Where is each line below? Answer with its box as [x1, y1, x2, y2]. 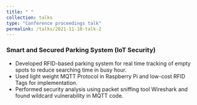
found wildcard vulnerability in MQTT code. [15, 92, 124, 99]
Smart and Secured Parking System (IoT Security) [6, 46, 156, 55]
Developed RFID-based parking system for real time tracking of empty [15, 59, 191, 67]
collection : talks [6, 15, 53, 21]
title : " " [6, 8, 34, 15]
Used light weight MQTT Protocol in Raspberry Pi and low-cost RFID [15, 72, 186, 80]
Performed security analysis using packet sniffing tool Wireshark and [15, 86, 188, 93]
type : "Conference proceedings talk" [6, 20, 102, 26]
